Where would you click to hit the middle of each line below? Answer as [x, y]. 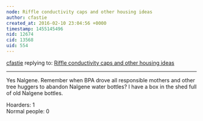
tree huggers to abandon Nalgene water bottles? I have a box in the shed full [101, 87]
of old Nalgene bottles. [35, 93]
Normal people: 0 [28, 111]
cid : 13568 [20, 40]
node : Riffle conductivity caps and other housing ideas [79, 12]
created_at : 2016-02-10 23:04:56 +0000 [56, 23]
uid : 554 [17, 46]
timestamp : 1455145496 [35, 29]
